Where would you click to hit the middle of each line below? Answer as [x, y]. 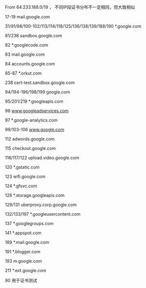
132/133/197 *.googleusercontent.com [43, 214]
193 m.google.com [24, 261]
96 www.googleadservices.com [37, 111]
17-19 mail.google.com [27, 17]
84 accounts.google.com [30, 64]
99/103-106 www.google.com [35, 129]
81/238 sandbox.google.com [33, 36]
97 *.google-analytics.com [31, 120]
